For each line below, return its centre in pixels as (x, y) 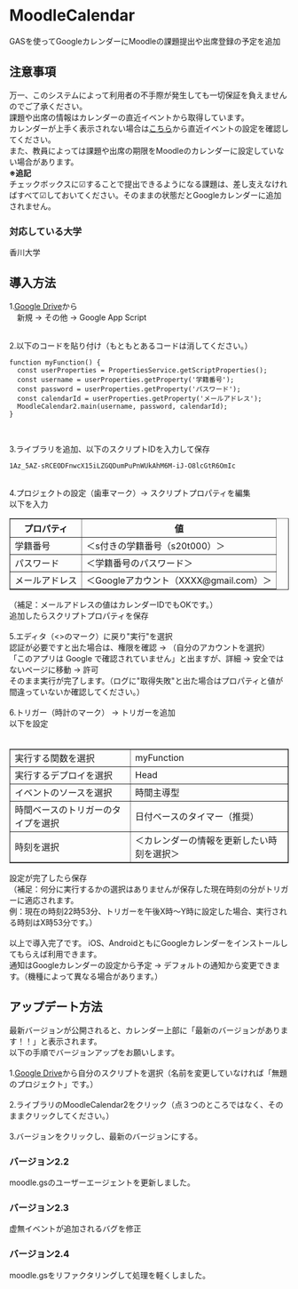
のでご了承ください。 (48, 106)
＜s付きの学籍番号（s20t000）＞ (156, 546)
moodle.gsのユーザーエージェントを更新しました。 (102, 1182)
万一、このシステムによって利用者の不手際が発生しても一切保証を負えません (148, 95)
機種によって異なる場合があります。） (95, 976)
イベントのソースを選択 (63, 792)
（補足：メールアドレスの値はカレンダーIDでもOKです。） (114, 604)
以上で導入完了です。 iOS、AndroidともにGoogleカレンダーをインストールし (149, 942)
